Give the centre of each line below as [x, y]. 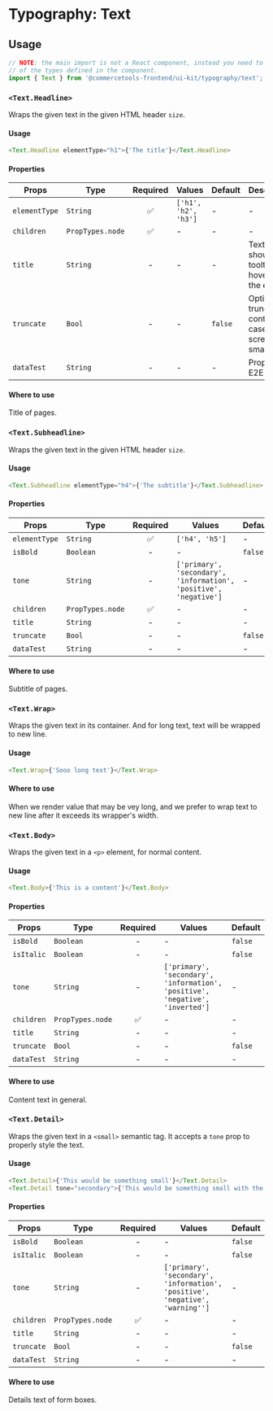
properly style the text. [46, 1145]
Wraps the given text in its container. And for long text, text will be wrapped [134, 726]
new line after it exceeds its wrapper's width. [83, 815]
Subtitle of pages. [38, 689]
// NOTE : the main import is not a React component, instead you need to [136, 63]
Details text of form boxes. [53, 1400]
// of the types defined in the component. [83, 70]
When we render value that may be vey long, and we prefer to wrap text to [133, 806]
